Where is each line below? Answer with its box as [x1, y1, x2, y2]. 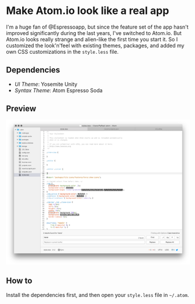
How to [6, 276, 33, 286]
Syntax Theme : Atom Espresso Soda [14, 86, 103, 94]
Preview [6, 104, 37, 114]
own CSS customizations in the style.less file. [6, 48, 119, 55]
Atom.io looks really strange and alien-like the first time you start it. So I [6, 36, 178, 43]
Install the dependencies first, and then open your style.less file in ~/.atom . [6, 291, 190, 298]
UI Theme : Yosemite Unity [14, 81, 78, 88]
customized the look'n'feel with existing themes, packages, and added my [6, 42, 185, 49]
